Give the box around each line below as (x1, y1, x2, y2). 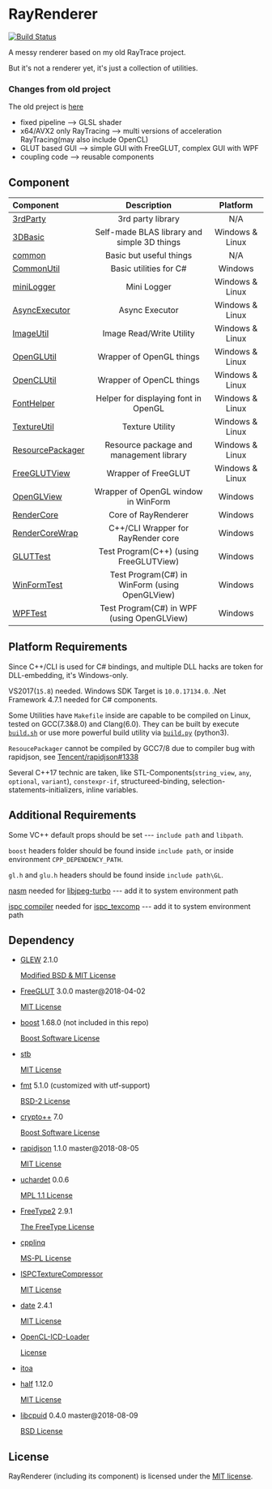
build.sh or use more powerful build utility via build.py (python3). (8, 727, 229, 737)
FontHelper (12, 398, 55, 410)
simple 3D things (116, 237, 181, 248)
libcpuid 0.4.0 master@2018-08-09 (19, 1410, 138, 1420)
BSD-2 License (19, 1096, 70, 1106)
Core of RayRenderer (108, 509, 189, 521)
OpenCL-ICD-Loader (19, 1332, 90, 1342)
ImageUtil (12, 328, 49, 339)
